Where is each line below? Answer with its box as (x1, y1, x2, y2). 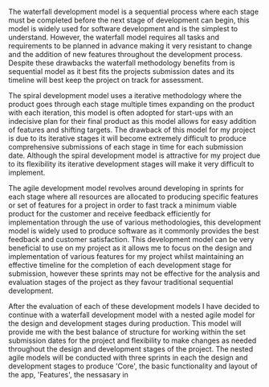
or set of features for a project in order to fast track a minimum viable (8, 200, 237, 210)
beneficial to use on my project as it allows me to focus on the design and (8, 243, 252, 253)
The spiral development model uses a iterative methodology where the (8, 91, 243, 100)
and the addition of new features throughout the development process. (8, 50, 243, 59)
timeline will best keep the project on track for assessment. (8, 76, 204, 84)
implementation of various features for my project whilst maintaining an (8, 252, 244, 261)
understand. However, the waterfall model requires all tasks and (8, 32, 219, 42)
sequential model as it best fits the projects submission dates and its (8, 67, 234, 76)
